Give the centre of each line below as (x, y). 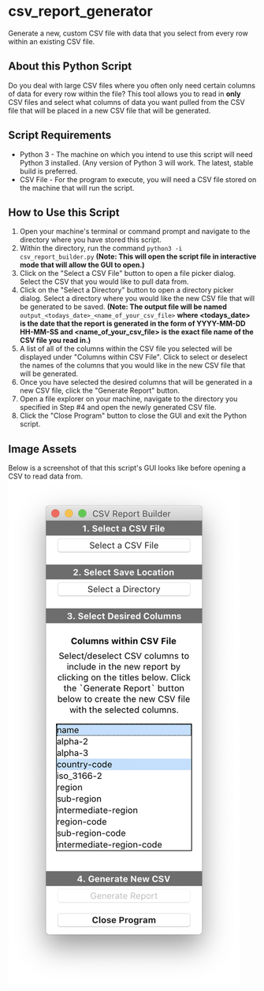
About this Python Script (70, 67)
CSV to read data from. (46, 476)
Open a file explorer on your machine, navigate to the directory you (128, 399)
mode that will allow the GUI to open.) (82, 265)
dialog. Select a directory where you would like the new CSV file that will (137, 299)
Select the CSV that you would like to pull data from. (104, 281)
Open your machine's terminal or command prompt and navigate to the (135, 232)
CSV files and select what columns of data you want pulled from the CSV (127, 102)
